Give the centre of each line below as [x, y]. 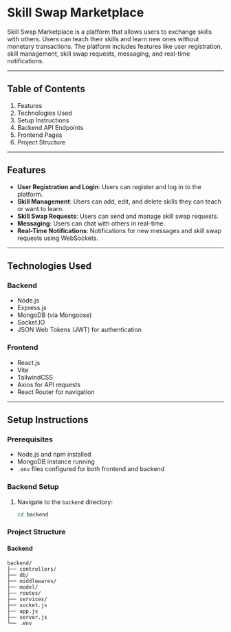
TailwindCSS [35, 377]
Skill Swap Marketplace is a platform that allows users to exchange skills [109, 32]
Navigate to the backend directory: [65, 502]
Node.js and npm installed [54, 455]
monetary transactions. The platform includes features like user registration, [115, 46]
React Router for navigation [56, 392]
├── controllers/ [32, 569]
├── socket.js [27, 605]
